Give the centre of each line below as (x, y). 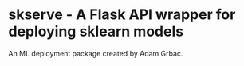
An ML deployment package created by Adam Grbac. (96, 53)
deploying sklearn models (96, 31)
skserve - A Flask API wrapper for (122, 15)
